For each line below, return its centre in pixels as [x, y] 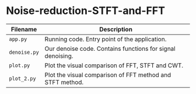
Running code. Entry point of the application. [106, 39]
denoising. [59, 55]
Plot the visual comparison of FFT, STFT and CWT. [114, 65]
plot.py [20, 65]
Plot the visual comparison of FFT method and [108, 75]
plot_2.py [22, 78]
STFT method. [64, 82]
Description [116, 29]
